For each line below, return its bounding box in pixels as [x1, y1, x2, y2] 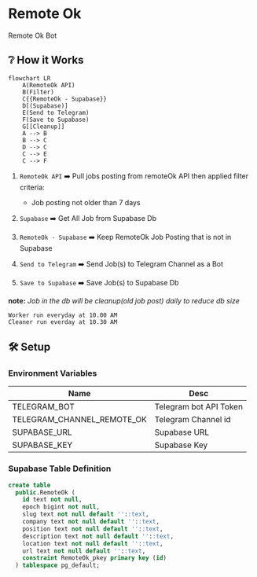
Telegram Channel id [154, 414, 231, 425]
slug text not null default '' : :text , [22, 510, 149, 519]
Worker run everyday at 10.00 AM [8, 311, 118, 319]
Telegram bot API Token [154, 402, 244, 413]
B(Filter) [22, 88, 55, 96]
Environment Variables [8, 368, 97, 379]
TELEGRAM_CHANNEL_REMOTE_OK [12, 414, 147, 425]
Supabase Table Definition [8, 463, 112, 474]
